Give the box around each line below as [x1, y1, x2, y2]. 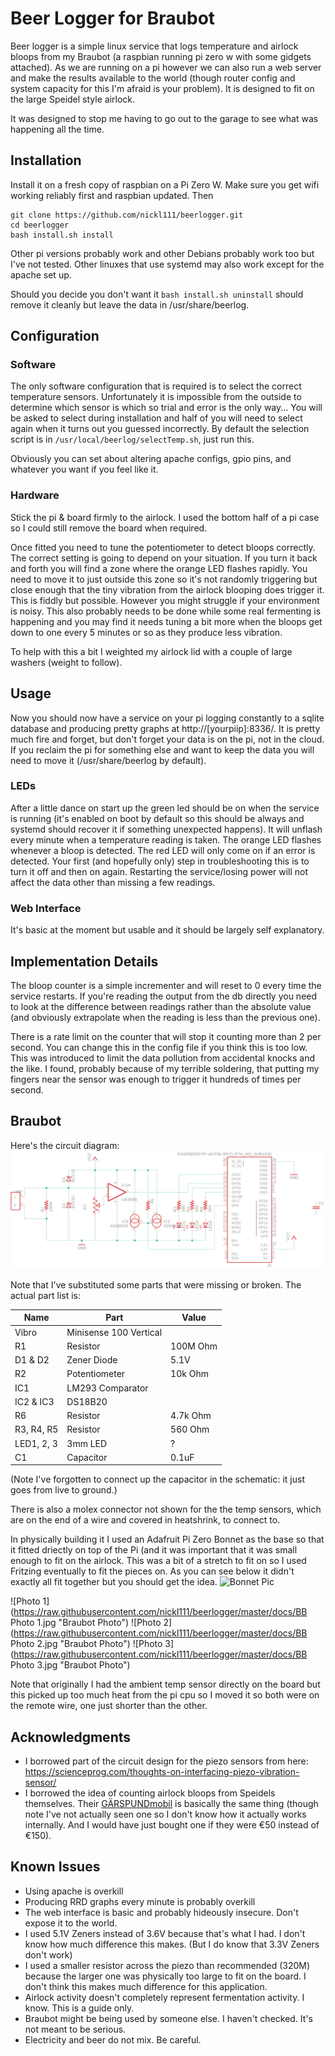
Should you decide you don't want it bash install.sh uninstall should [10, 288, 304, 300]
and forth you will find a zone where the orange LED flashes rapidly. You [10, 562, 308, 574]
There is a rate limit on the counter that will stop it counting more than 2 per [10, 1030, 322, 1042]
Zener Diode [66, 1354, 118, 1366]
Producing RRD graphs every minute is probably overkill [24, 1895, 256, 1907]
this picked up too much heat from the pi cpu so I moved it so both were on [10, 1689, 320, 1701]
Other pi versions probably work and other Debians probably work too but [10, 247, 315, 259]
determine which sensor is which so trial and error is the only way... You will [10, 402, 323, 414]
